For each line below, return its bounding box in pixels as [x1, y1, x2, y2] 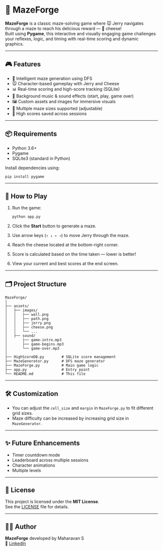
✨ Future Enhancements [5, 439, 80, 447]
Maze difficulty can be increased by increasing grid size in [12, 415, 129, 421]
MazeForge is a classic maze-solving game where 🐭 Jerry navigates [5, 20, 144, 26]
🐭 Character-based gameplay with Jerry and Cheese [12, 80, 120, 86]
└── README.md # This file [5, 371, 86, 376]
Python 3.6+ [12, 145, 37, 151]
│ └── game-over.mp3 [5, 346, 60, 351]
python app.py [12, 214, 41, 220]
